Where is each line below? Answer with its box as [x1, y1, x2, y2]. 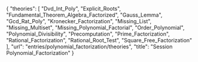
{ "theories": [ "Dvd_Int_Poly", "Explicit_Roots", [6, 5, 121, 12]
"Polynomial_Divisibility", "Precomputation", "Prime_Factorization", [6, 30, 170, 38]
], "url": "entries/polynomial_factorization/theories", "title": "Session [6, 43, 173, 50]
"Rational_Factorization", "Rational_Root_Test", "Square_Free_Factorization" [6, 37, 193, 44]
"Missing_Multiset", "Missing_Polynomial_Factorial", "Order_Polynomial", [6, 24, 185, 31]
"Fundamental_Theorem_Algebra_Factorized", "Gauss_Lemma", [6, 11, 163, 18]
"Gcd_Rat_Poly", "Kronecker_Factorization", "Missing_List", [6, 18, 152, 24]
